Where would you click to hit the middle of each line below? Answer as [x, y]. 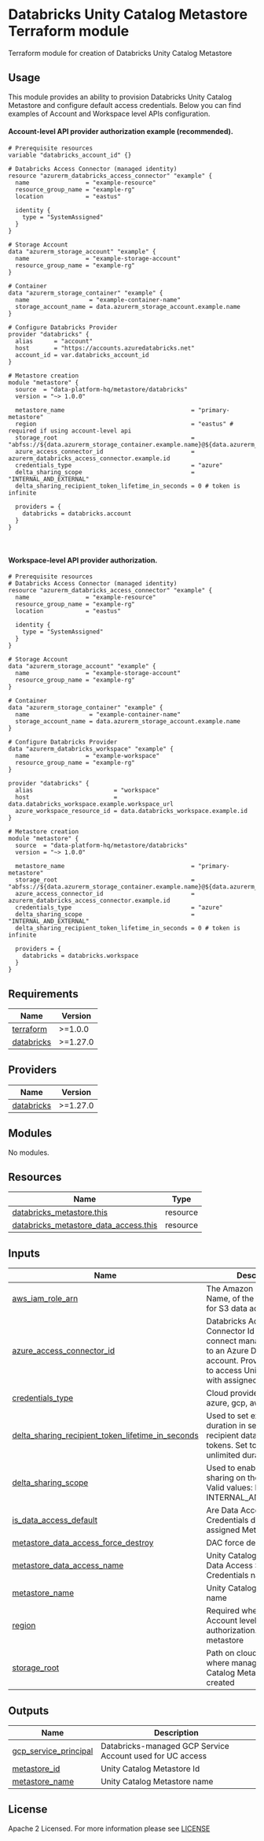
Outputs [29, 1711]
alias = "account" [54, 341]
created [220, 1683]
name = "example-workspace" [87, 756]
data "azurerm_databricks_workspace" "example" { [91, 749]
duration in [226, 1426]
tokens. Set [227, 1446]
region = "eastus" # [125, 424]
